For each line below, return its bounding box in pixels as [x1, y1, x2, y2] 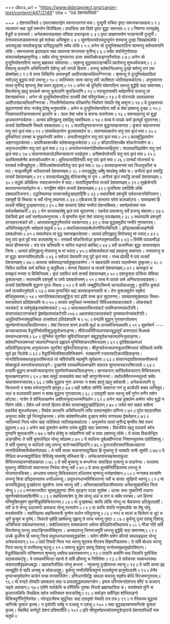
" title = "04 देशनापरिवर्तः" [52, 10, 99, 16]
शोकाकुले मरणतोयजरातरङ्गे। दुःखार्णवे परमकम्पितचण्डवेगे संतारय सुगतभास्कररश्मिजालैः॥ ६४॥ [5, 362, 155, 368]
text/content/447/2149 [5, 10, 53, 16]
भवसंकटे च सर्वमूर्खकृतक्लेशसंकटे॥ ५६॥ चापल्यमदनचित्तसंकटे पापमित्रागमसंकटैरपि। [5, 305, 139, 311]
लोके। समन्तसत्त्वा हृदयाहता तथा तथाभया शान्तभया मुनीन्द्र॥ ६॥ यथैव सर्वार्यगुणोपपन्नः [5, 48, 138, 54]
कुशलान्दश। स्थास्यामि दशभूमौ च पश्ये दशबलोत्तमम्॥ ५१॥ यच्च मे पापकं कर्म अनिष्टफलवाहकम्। [5, 276, 157, 282]
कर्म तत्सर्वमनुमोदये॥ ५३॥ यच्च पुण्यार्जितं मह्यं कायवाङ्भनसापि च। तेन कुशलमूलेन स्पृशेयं [5, 288, 145, 293]
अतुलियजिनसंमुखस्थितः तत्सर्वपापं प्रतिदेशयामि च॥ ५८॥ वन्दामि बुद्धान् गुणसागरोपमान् [5, 316, 137, 322]
